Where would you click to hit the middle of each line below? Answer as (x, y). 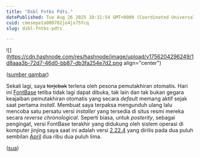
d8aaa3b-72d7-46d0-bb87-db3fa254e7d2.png (64, 63)
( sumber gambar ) (28, 74)
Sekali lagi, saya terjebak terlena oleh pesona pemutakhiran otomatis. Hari (97, 86)
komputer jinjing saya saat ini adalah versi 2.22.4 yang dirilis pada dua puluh (100, 130)
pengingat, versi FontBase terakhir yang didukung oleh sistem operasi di (95, 124)
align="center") (143, 63)
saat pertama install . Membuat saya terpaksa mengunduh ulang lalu (89, 105)
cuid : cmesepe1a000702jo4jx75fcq (48, 23)
